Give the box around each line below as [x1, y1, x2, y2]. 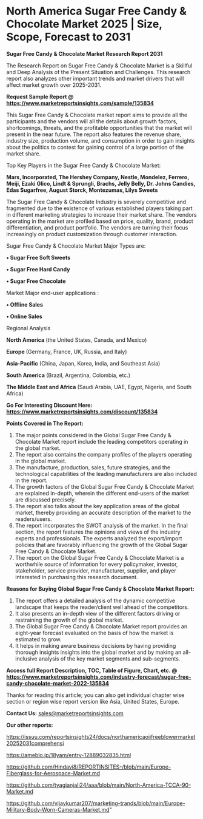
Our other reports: [6, 721, 53, 729]
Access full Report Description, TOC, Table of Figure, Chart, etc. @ [6, 667, 178, 674]
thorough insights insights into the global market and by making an [15, 648, 182, 656]
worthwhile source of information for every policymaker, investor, [15, 560, 178, 568]
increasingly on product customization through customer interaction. [6, 230, 178, 237]
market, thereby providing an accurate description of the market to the [15, 509, 191, 516]
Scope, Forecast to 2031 [6, 30, 131, 44]
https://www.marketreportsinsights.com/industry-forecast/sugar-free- [6, 673, 191, 681]
